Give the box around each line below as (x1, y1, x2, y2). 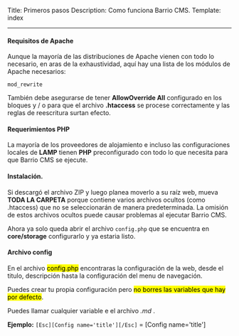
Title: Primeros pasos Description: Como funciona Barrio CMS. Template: (7, 6, 221, 14)
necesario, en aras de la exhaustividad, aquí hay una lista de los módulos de (7, 60, 230, 68)
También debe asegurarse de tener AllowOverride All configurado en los (7, 94, 223, 102)
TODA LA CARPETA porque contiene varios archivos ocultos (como (7, 195, 206, 204)
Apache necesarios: (7, 67, 66, 76)
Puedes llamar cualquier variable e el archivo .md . (7, 306, 155, 315)
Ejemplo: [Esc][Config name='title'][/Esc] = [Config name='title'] (7, 320, 206, 329)
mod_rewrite (7, 81, 43, 88)
